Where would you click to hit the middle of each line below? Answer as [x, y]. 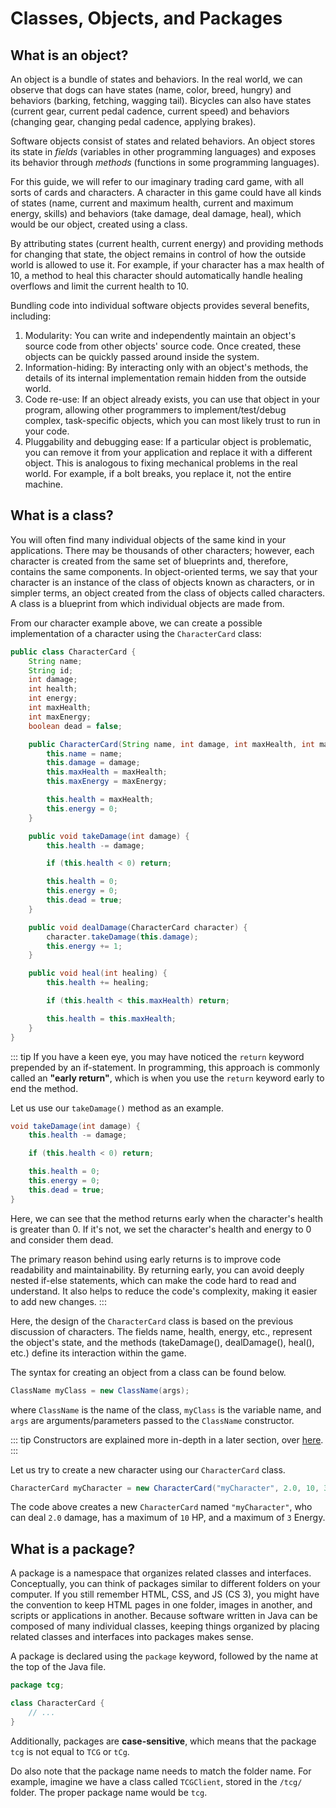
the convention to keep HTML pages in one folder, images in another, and [161, 1605]
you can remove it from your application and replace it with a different [168, 452]
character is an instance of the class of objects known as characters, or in [162, 582]
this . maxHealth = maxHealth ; [107, 772]
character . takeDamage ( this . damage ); [122, 937]
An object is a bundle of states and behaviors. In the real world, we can [156, 79]
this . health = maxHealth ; [100, 800]
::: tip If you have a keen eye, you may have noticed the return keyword [157, 1056]
